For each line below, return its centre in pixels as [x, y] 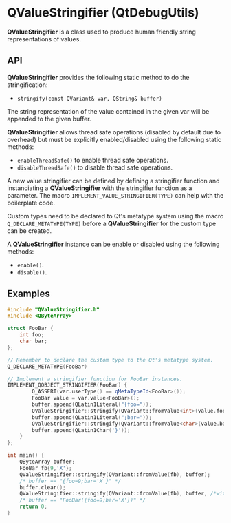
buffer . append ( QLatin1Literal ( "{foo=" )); [92, 404]
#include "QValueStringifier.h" [53, 309]
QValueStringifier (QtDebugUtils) [103, 13]
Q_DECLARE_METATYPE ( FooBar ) [47, 367]
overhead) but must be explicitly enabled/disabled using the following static [114, 139]
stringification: [27, 85]
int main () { [26, 455]
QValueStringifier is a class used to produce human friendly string [101, 32]
